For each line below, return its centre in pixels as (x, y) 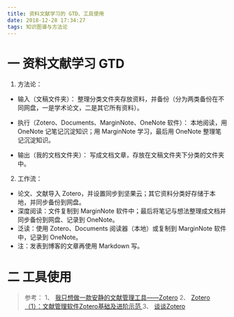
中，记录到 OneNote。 (50, 237)
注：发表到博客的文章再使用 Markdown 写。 (80, 246)
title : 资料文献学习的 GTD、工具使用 (56, 14)
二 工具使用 (39, 277)
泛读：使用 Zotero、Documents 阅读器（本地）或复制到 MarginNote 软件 (122, 229)
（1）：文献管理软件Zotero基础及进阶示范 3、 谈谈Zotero (105, 307)
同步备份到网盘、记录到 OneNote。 (68, 220)
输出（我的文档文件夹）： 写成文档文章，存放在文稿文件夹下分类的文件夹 (121, 155)
